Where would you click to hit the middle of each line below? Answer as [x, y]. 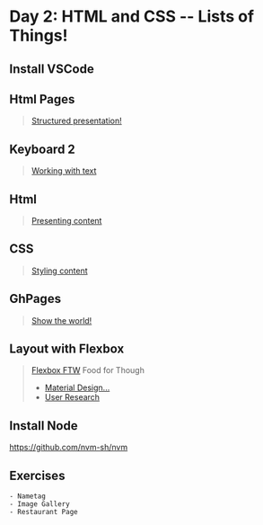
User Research [72, 397]
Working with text [64, 171]
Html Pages [42, 99]
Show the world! [61, 320]
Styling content [59, 271]
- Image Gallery [39, 504]
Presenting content [66, 221]
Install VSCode [52, 69]
